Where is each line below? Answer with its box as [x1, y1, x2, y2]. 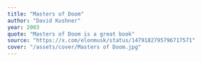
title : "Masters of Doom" [7, 10, 84, 18]
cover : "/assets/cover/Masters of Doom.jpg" [7, 43, 142, 51]
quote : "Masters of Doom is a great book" [7, 30, 135, 38]
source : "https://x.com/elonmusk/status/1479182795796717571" [7, 37, 196, 44]
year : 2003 [7, 24, 40, 31]
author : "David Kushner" [7, 17, 81, 24]
